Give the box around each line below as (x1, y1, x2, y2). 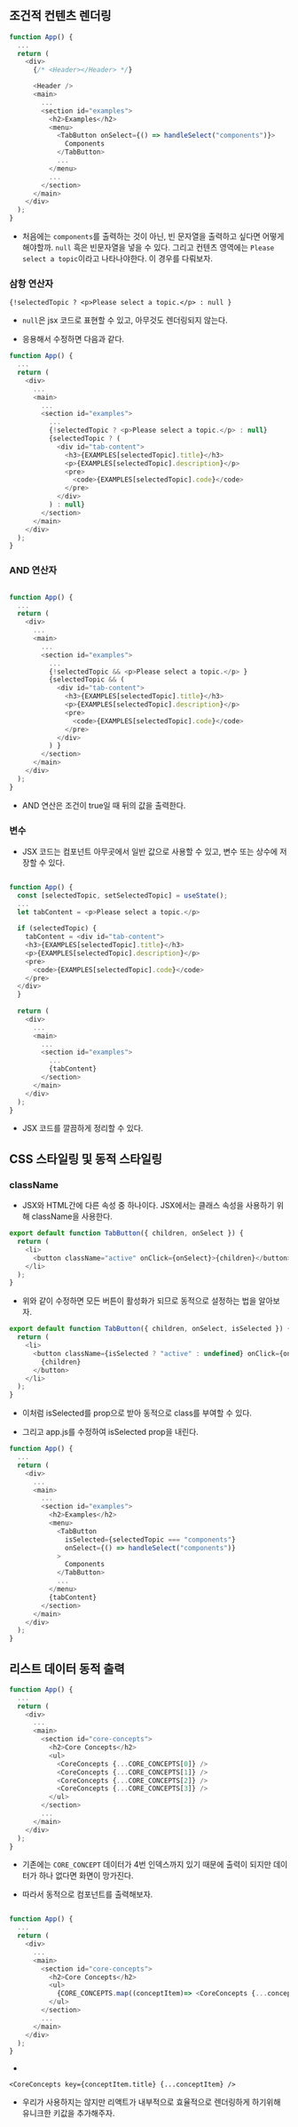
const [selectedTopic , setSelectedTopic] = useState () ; (17, 891, 228, 900)
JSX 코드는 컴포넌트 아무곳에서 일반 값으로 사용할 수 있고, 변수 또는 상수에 (21, 846, 278, 856)
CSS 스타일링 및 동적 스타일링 (9, 1151, 162, 1167)
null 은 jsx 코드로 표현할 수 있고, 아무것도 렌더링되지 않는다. (21, 315, 228, 326)
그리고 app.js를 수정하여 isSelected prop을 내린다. (21, 1427, 200, 1438)
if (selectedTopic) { (17, 924, 98, 933)
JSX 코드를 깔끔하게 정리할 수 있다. (21, 1123, 144, 1134)
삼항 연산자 (9, 277, 54, 290)
